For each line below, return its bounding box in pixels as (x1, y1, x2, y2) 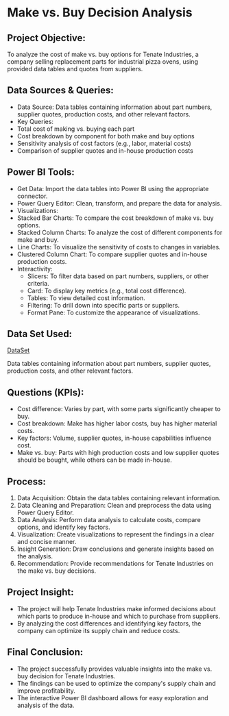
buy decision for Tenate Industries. (16, 671, 116, 680)
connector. (16, 192, 48, 200)
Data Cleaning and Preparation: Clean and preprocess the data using (16, 502, 212, 510)
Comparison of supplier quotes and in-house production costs (16, 146, 193, 155)
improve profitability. (16, 687, 75, 695)
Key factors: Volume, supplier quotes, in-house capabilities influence (16, 434, 212, 443)
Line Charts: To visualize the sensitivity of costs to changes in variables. (16, 243, 221, 251)
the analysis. (16, 552, 53, 560)
